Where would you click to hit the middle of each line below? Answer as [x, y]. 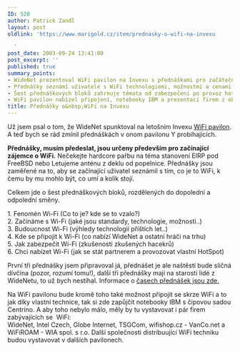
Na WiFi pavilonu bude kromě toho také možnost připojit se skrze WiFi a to [117, 294]
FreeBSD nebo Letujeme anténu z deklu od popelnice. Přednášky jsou [110, 163]
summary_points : [31, 73]
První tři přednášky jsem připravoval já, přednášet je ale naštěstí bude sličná [120, 265]
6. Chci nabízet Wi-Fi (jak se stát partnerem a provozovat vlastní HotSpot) [116, 251]
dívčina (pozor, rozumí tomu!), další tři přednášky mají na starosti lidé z [111, 273]
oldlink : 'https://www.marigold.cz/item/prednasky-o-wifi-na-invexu [111, 34]
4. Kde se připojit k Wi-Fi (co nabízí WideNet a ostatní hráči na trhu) [107, 236]
